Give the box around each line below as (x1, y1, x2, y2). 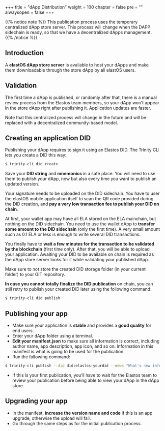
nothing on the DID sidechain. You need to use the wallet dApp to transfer (5, 221, 155, 227)
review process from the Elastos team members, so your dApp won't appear (5, 99, 160, 105)
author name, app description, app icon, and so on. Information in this (12, 343, 154, 349)
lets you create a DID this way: (5, 152, 67, 158)
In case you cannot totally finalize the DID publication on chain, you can (5, 281, 153, 287)
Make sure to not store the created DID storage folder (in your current (5, 266, 146, 272)
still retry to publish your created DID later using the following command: (5, 286, 152, 292)
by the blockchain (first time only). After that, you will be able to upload (5, 246, 150, 252)
